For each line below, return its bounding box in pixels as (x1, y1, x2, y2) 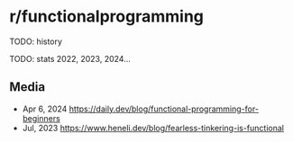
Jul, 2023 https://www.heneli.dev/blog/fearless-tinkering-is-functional (22, 122, 284, 133)
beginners (22, 112, 60, 123)
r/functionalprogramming (9, 6, 205, 27)
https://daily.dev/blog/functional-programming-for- (69, 103, 260, 114)
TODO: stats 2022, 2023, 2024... (9, 53, 131, 64)
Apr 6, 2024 (22, 103, 68, 114)
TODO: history (9, 36, 63, 47)
